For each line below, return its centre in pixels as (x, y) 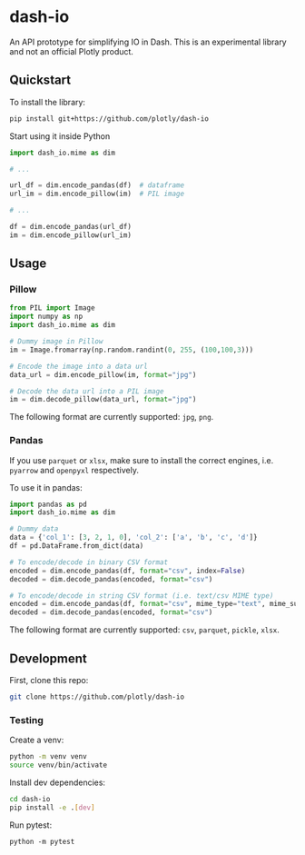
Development (49, 658)
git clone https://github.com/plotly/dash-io (97, 697)
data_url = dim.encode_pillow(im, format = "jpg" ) (103, 374)
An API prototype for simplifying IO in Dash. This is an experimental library (148, 42)
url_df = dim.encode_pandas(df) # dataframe (97, 185)
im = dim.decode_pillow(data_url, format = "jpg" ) (103, 400)
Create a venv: (37, 740)
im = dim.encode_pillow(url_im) (70, 235)
